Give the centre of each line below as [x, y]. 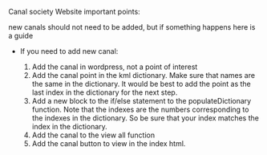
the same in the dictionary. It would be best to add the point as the [141, 84]
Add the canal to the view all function [93, 135]
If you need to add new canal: [69, 51]
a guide [21, 36]
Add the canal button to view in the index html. [109, 143]
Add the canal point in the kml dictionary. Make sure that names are [143, 75]
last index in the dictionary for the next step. [105, 92]
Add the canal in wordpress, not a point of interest [115, 67]
